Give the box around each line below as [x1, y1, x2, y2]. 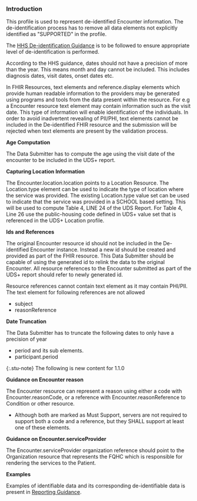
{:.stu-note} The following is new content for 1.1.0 [6, 365, 125, 372]
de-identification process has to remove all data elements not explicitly [6, 24, 178, 31]
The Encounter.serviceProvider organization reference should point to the [6, 447, 185, 454]
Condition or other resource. [6, 400, 75, 407]
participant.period [14, 353, 59, 361]
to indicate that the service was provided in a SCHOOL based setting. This [6, 198, 186, 205]
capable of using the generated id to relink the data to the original [6, 259, 165, 266]
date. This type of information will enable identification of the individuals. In [6, 108, 189, 116]
